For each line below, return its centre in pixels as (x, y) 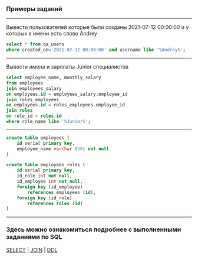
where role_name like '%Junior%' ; (49, 122)
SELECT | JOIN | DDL (32, 250)
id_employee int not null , (50, 182)
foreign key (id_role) (44, 198)
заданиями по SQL (34, 237)
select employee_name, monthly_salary (54, 78)
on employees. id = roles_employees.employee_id (66, 105)
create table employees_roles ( (46, 165)
